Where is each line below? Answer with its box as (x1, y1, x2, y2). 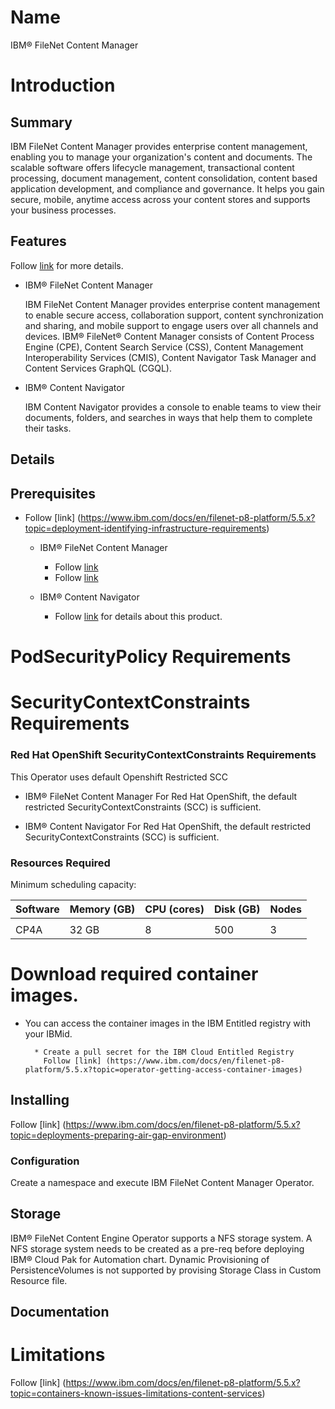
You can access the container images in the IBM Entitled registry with (24, 1017, 312, 1029)
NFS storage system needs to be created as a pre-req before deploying (10, 1242, 305, 1255)
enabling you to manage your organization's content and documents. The (10, 151, 313, 163)
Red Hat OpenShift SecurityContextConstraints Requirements (10, 748, 317, 762)
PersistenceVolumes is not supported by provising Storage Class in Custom (10, 1264, 322, 1276)
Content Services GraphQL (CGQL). (24, 362, 172, 374)
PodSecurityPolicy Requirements (10, 646, 292, 668)
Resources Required (10, 856, 111, 870)
